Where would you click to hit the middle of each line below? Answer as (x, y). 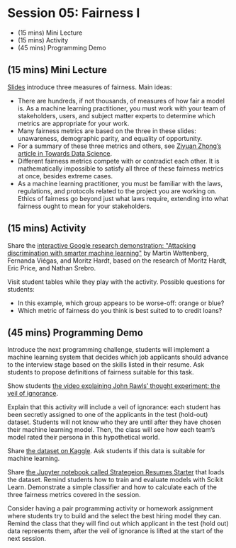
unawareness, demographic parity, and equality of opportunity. (110, 138)
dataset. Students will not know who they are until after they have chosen (114, 422)
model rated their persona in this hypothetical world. (84, 438)
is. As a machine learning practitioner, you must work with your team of (122, 108)
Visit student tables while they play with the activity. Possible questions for (116, 282)
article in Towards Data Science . (64, 153)
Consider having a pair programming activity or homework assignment (111, 508)
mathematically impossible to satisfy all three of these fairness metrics (120, 169)
